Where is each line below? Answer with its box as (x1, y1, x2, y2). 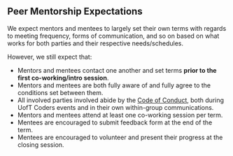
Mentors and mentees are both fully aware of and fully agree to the (17, 80, 211, 90)
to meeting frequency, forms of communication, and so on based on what (7, 31, 220, 40)
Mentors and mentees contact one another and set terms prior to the (17, 66, 217, 74)
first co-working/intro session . (17, 73, 109, 82)
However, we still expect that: (7, 52, 92, 61)
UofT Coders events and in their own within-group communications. (17, 103, 214, 111)
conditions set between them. (17, 88, 104, 97)
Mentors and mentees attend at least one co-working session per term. (17, 111, 223, 119)
